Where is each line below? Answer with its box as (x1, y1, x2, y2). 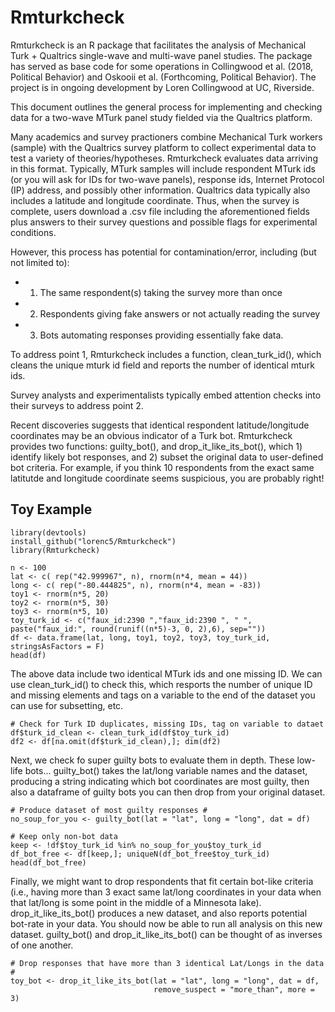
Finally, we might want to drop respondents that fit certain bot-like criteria (10, 875, 314, 887)
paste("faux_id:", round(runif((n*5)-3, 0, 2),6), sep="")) (10, 624, 267, 634)
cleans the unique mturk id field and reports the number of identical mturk (10, 359, 316, 371)
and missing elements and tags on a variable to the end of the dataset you (10, 689, 316, 701)
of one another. (10, 939, 74, 951)
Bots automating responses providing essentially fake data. (39, 329, 284, 341)
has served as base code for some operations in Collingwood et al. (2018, (10, 60, 314, 72)
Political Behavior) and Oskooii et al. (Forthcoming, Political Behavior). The (10, 71, 317, 83)
